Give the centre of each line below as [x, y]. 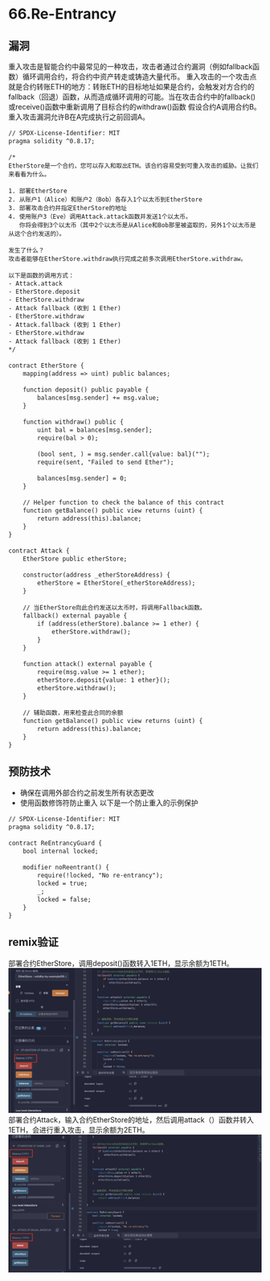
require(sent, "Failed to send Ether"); [106, 462]
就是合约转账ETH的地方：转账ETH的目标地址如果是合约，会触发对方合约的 [131, 87]
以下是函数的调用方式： [41, 275]
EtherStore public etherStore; [75, 559]
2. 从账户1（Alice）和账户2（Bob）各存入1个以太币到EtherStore [105, 200]
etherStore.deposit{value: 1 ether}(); [104, 680]
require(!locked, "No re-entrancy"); [100, 875]
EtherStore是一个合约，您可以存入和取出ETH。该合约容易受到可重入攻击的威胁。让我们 [133, 166]
